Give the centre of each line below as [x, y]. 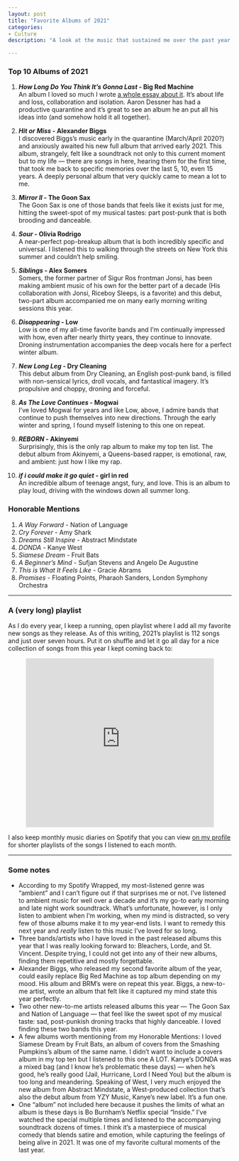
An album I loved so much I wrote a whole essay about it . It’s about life [121, 95]
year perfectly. [40, 999]
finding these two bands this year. [68, 1029]
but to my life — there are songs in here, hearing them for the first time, [122, 161]
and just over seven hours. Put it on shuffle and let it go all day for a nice [113, 641]
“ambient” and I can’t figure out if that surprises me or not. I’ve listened [122, 893]
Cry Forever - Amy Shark [55, 532]
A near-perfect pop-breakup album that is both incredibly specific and [121, 242]
